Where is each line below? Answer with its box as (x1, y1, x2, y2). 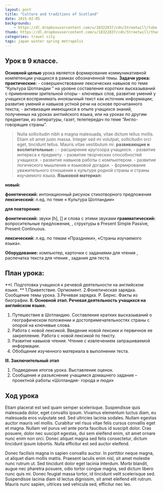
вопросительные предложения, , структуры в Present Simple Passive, (5, 220, 149, 227)
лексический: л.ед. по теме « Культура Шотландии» (5, 196, 115, 202)
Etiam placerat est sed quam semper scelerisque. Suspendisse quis (5, 405, 141, 411)
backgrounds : (5, 20, 32, 26)
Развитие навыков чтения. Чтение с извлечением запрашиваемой (12, 338, 150, 344)
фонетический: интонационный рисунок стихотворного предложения (5, 191, 151, 197)
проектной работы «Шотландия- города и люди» (12, 378, 114, 383)
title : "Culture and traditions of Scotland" (5, 12, 98, 17)
